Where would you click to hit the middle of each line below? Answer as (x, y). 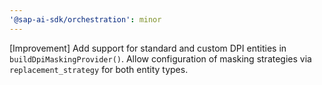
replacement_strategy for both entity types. (99, 69)
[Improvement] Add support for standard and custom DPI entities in (148, 48)
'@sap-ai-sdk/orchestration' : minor (85, 19)
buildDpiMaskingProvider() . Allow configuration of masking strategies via (160, 58)
